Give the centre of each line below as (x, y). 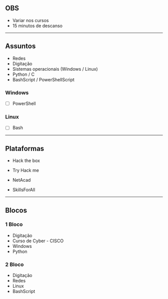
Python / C (23, 74)
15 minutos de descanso (37, 26)
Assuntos (20, 46)
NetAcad (21, 180)
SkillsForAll (24, 190)
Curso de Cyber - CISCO (38, 241)
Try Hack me (25, 171)
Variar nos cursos (30, 20)
